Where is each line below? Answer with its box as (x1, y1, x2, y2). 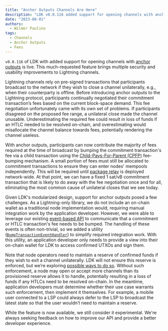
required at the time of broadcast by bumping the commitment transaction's (5, 147, 161, 153)
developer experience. (5, 320, 51, 326)
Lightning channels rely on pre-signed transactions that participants (5, 79, 145, 85)
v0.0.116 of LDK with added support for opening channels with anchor (5, 58, 150, 64)
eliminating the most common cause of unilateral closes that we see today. (5, 184, 159, 191)
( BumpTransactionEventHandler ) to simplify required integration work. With (5, 231, 157, 237)
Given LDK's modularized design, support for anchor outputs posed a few (5, 194, 157, 200)
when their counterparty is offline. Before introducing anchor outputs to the (5, 89, 160, 95)
